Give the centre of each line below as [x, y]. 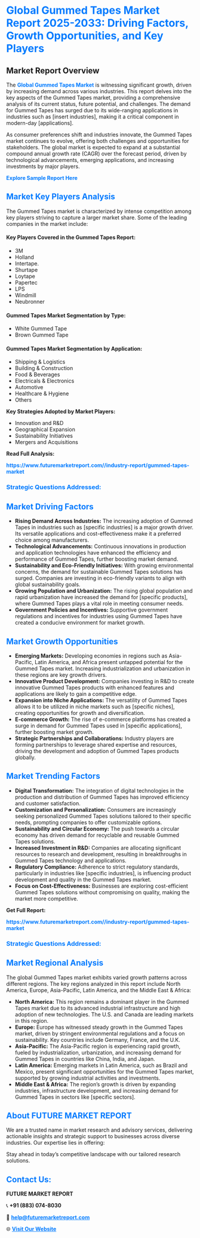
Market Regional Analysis [55, 963]
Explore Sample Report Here [42, 178]
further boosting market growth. [54, 732]
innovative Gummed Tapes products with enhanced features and [94, 687]
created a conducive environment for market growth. [80, 623]
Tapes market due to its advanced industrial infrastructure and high [98, 1008]
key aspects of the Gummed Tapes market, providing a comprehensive [93, 97]
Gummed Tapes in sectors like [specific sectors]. [75, 1097]
